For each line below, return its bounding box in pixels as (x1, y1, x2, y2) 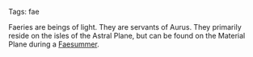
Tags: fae (8, 7, 40, 16)
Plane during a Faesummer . (8, 39, 99, 49)
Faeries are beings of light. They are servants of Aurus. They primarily (8, 22, 242, 31)
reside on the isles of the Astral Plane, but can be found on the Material (8, 31, 246, 40)
